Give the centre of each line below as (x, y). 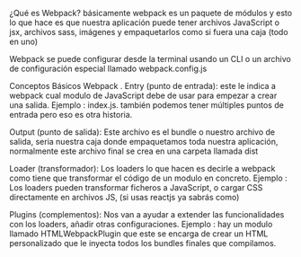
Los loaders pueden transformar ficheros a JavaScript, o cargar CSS (136, 187)
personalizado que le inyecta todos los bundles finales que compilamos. (143, 243)
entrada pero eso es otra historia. (71, 115)
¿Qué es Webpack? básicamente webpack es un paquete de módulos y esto (151, 13)
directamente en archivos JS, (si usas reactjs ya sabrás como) (124, 197)
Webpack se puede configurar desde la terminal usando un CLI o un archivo (150, 59)
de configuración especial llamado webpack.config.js (108, 68)
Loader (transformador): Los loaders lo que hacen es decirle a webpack (142, 168)
